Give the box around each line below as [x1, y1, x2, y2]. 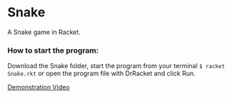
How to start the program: [7, 45, 99, 55]
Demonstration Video [7, 83, 70, 92]
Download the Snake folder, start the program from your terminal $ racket [7, 62, 226, 70]
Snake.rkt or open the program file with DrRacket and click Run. [7, 69, 196, 78]
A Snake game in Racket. [7, 28, 81, 36]
